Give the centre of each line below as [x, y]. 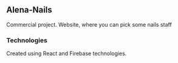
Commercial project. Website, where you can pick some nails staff [89, 24]
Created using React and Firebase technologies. [67, 53]
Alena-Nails [29, 10]
